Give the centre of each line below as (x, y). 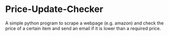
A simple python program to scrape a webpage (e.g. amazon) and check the (84, 23)
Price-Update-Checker (54, 9)
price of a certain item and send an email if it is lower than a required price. (83, 28)
